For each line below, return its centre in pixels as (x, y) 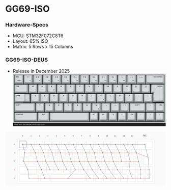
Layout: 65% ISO (30, 41)
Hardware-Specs (27, 25)
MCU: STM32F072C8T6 (38, 36)
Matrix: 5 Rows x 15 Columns (43, 47)
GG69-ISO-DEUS (27, 60)
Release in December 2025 (41, 71)
